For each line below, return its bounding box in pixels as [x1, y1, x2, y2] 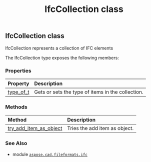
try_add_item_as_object [7, 125, 62, 132]
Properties [5, 67, 31, 74]
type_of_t [7, 88, 29, 95]
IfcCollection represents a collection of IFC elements [5, 45, 113, 51]
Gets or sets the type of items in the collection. [34, 88, 143, 95]
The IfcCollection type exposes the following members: [5, 54, 119, 60]
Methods [5, 103, 27, 110]
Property [7, 80, 29, 87]
